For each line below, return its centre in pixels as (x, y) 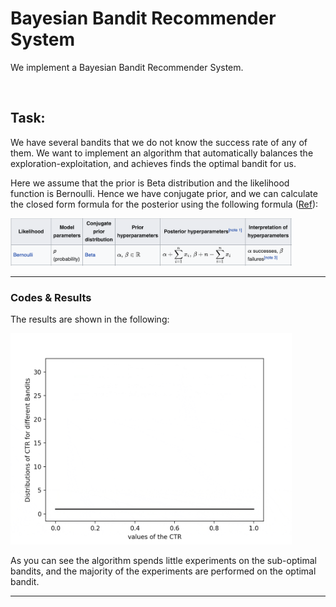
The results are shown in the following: (90, 319)
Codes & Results (51, 297)
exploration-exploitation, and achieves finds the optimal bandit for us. (153, 163)
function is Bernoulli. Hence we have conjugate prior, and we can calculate (164, 193)
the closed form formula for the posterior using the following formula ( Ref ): (164, 204)
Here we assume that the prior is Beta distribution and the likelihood (150, 183)
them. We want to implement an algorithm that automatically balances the (162, 153)
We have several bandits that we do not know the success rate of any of (159, 142)
